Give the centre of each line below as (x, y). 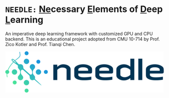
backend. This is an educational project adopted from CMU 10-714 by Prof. (82, 39)
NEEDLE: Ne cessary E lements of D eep (84, 9)
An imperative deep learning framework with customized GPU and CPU (79, 33)
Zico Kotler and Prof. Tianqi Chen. (40, 44)
